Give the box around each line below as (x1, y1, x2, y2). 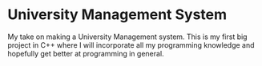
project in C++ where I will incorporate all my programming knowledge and (7, 40, 255, 49)
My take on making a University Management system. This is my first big (7, 32, 248, 41)
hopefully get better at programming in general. (7, 49, 165, 58)
